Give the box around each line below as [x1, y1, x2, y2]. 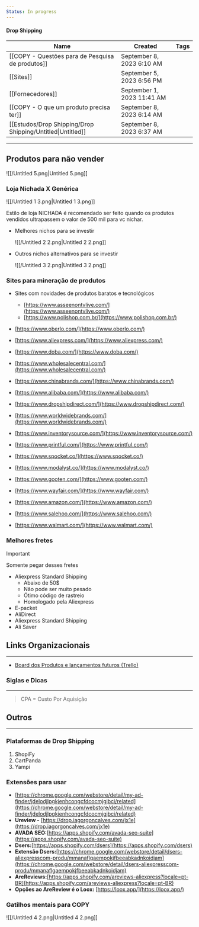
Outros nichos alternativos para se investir [14, 250, 118, 257]
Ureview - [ [14, 817, 43, 824]
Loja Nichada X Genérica [6, 184, 79, 193]
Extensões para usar [6, 778, 67, 786]
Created [134, 42, 158, 50]
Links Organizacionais [6, 640, 90, 650]
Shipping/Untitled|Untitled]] [9, 127, 86, 136]
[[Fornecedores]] [9, 89, 57, 98]
